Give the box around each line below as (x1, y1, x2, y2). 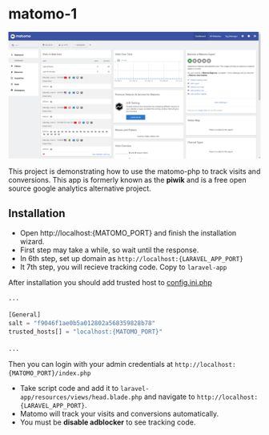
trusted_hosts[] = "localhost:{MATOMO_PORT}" (8, 328, 163, 336)
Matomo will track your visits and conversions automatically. (19, 409, 219, 418)
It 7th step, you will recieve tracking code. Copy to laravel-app (19, 262, 227, 272)
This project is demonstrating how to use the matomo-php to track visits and (8, 166, 261, 176)
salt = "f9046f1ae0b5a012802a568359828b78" (8, 320, 156, 328)
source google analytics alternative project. (8, 183, 151, 193)
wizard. (19, 236, 45, 246)
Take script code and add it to (19, 383, 118, 393)
